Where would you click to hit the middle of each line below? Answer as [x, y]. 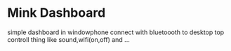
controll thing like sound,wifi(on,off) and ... [68, 39]
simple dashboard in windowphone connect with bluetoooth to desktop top [116, 32]
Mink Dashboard [57, 13]
